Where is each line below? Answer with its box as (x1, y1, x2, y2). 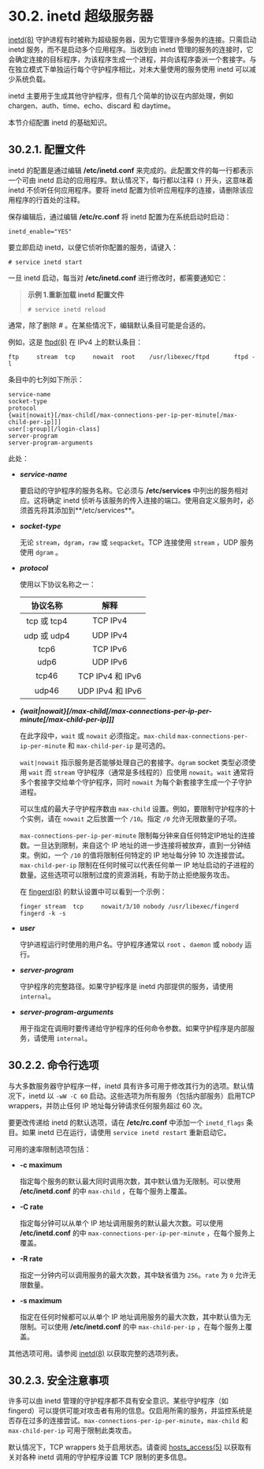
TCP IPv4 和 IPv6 (77, 670, 142, 681)
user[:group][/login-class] (8, 425, 101, 433)
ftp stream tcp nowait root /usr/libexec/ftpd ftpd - (8, 353, 256, 361)
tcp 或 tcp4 (26, 615, 68, 626)
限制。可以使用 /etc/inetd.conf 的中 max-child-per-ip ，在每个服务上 (19, 1321, 246, 1331)
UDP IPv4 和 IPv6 (77, 685, 143, 696)
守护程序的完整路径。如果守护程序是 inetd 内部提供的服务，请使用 (19, 981, 234, 991)
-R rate (19, 1254, 43, 1263)
